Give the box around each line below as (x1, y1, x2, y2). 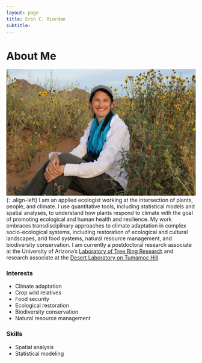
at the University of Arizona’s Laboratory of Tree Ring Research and (6, 247, 174, 255)
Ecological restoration (14, 302, 69, 309)
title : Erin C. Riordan (6, 16, 66, 22)
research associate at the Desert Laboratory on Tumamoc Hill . (6, 253, 161, 261)
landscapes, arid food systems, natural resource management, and (6, 235, 173, 242)
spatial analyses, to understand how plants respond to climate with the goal (6, 209, 194, 216)
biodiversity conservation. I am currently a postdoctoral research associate (6, 241, 192, 248)
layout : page (6, 10, 39, 16)
